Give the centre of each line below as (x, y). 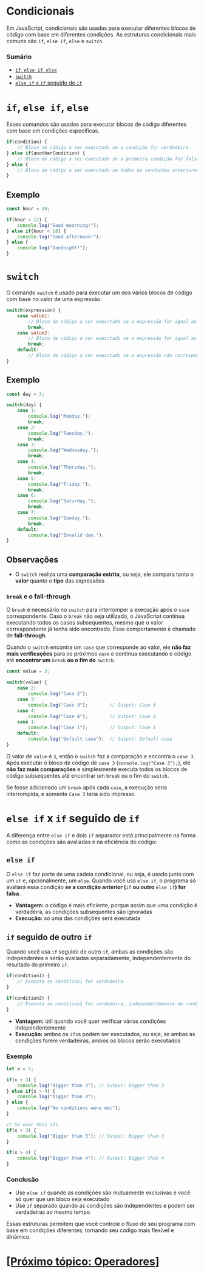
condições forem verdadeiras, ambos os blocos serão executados (98, 1040)
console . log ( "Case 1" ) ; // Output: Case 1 (92, 728)
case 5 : (27, 479)
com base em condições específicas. (53, 131)
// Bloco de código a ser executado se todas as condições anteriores (108, 170)
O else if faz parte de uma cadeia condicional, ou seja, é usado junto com (100, 874)
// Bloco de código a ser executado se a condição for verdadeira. (104, 148)
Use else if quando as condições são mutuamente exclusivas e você (103, 1193)
